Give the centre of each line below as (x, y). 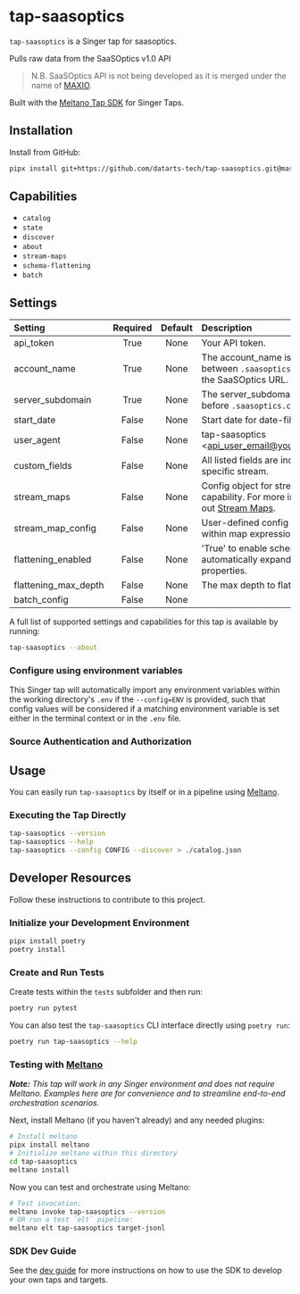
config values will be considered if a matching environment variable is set (144, 709)
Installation (41, 131)
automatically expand (246, 560)
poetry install (37, 950)
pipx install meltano (50, 1145)
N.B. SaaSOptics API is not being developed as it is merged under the (159, 75)
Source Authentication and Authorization (100, 741)
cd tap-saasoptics (43, 1161)
